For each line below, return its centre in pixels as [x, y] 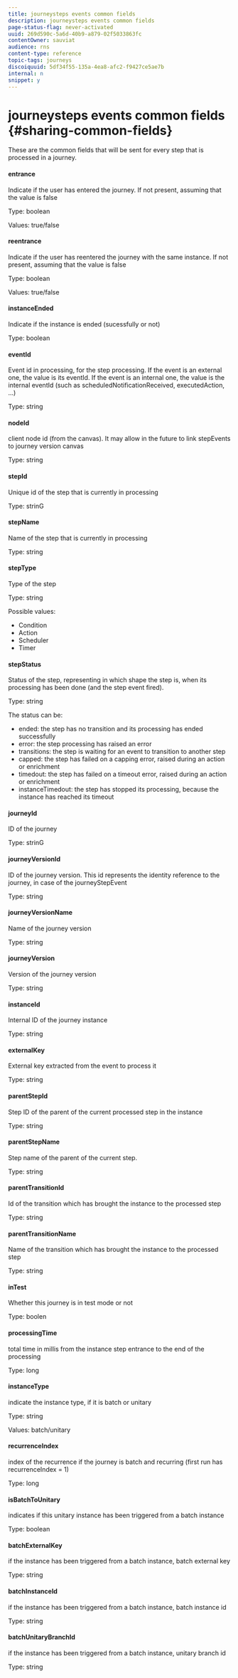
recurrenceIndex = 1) [39, 1469]
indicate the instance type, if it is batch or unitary [80, 1402]
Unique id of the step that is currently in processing [83, 492]
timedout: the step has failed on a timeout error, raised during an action [123, 774]
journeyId [23, 813]
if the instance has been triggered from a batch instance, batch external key [119, 1561]
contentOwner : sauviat [42, 41]
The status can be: [36, 715]
